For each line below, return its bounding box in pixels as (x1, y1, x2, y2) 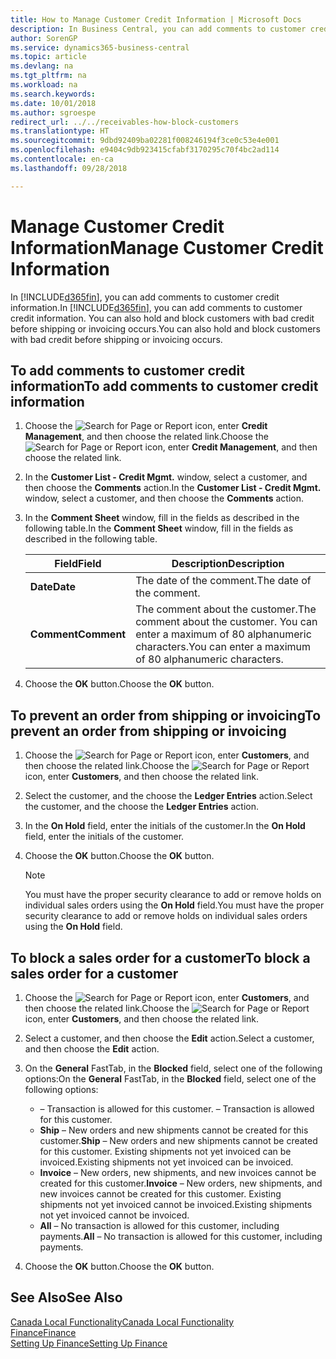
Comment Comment (29, 627, 127, 641)
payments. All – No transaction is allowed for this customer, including (39, 1231, 323, 1242)
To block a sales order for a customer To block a (10, 949, 311, 966)
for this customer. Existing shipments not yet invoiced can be (39, 1146, 292, 1157)
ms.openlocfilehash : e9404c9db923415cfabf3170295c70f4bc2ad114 (10, 145, 280, 155)
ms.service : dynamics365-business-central (10, 42, 190, 53)
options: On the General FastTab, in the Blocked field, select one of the (24, 1073, 317, 1085)
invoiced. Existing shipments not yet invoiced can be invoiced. (39, 1156, 294, 1168)
